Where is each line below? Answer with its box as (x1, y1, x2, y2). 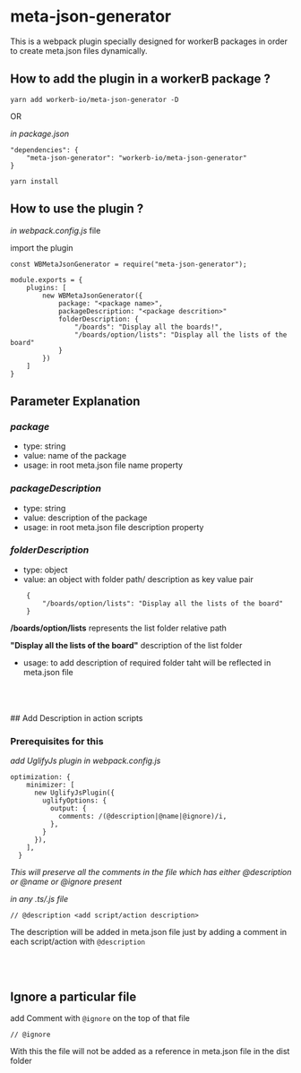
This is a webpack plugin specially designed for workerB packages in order (10, 36, 288, 47)
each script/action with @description (10, 936, 146, 947)
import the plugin (10, 242, 74, 253)
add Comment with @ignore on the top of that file (10, 1012, 191, 1023)
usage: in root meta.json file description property (22, 521, 204, 532)
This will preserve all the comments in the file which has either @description (10, 867, 292, 878)
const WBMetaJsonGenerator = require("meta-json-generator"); (10, 260, 247, 269)
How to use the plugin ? (10, 202, 144, 217)
